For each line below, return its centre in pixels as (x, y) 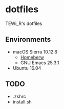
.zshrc (19, 96)
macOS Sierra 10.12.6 (35, 51)
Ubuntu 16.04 (27, 68)
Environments (28, 39)
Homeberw (32, 57)
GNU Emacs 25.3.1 (40, 63)
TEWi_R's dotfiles (24, 23)
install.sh (22, 102)
